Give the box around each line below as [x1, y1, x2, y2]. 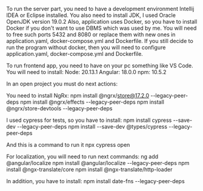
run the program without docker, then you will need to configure [6, 44, 166, 51]
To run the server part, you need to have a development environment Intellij [6, 5, 195, 12]
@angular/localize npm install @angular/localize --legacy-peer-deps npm [6, 159, 190, 166]
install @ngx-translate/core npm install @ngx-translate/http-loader [6, 166, 173, 173]
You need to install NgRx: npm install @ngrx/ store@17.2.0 [6, 92, 150, 99]
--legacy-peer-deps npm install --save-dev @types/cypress [17, 123, 168, 130]
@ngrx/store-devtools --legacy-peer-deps [6, 105, 113, 112]
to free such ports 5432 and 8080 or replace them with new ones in [6, 31, 176, 38]
